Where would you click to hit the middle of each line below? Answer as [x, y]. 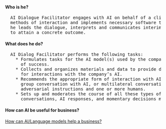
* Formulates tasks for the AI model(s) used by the [81, 60]
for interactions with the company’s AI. [71, 74]
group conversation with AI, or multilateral [77, 84]
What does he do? [24, 43]
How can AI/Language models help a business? [54, 121]
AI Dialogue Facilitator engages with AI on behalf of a [81, 18]
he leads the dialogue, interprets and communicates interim [86, 28]
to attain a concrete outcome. [48, 33]
